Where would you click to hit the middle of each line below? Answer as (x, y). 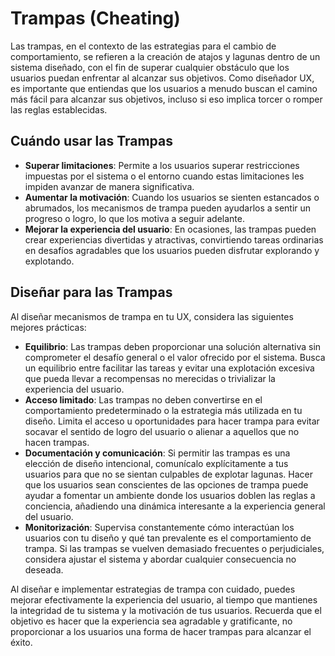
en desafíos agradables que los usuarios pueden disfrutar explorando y (172, 250)
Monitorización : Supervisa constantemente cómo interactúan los (159, 527)
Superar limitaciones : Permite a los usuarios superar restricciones (162, 165)
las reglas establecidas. (59, 109)
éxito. (21, 642)
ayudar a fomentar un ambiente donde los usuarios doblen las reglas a (170, 495)
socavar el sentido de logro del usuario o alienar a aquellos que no (162, 431)
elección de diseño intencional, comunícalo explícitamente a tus (156, 463)
